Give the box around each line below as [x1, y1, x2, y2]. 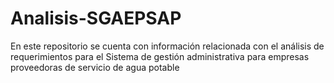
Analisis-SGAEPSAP [10, 7, 182, 30]
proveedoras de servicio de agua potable [10, 61, 180, 73]
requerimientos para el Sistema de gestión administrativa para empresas [10, 50, 310, 62]
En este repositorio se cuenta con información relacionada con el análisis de [10, 40, 325, 52]
